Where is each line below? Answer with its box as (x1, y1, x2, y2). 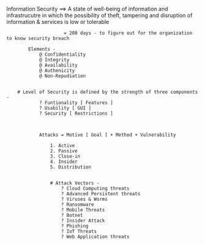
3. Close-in (49, 153, 81, 159)
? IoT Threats (60, 228, 97, 235)
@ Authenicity (38, 67, 75, 73)
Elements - (28, 46, 56, 52)
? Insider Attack (60, 217, 105, 224)
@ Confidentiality (38, 51, 86, 58)
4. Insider (49, 159, 78, 165)
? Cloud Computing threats (60, 186, 130, 192)
